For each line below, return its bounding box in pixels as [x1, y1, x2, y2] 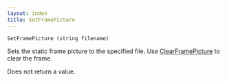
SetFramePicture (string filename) [7, 35, 109, 42]
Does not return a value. [7, 67, 76, 76]
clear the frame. [7, 54, 53, 62]
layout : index [7, 10, 48, 17]
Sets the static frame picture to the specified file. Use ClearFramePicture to [7, 47, 220, 55]
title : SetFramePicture [7, 16, 76, 23]
